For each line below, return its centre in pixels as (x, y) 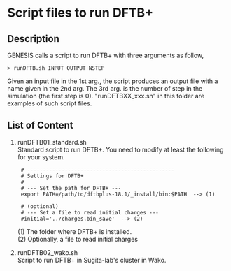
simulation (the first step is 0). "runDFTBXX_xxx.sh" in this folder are (106, 96)
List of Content (40, 125)
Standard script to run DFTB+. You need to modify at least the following (120, 149)
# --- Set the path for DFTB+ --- (71, 188)
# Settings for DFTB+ (52, 176)
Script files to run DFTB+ (80, 13)
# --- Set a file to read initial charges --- (90, 212)
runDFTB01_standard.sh (52, 142)
